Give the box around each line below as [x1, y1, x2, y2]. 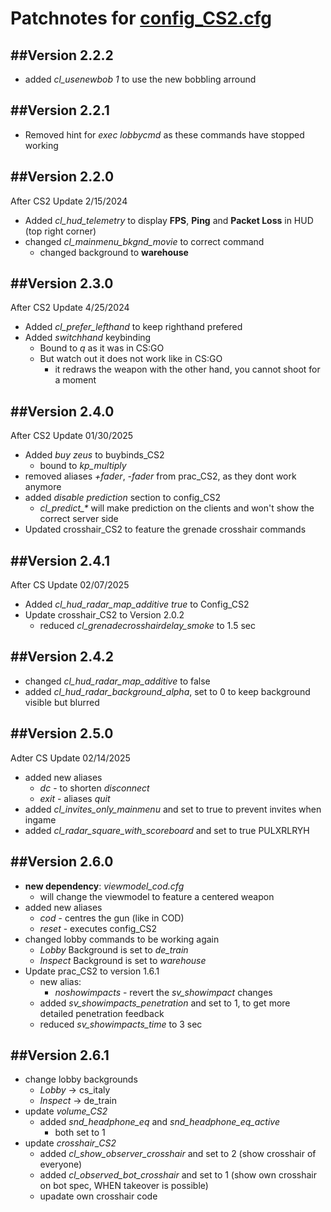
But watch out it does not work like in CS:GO [39, 353, 223, 365]
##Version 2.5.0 [10, 725, 114, 742]
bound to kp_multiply [39, 460, 127, 472]
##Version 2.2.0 [10, 168, 115, 186]
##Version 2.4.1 [10, 552, 110, 569]
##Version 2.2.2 [10, 47, 114, 64]
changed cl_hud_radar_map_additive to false [24, 675, 211, 687]
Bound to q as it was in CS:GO [39, 342, 165, 354]
